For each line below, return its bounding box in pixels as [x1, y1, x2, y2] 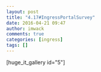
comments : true [6, 31, 44, 37]
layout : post [6, 8, 39, 15]
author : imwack [6, 25, 44, 32]
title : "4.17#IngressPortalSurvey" [6, 14, 96, 20]
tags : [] [6, 43, 28, 49]
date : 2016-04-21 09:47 [6, 20, 66, 26]
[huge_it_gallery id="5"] [6, 58, 65, 66]
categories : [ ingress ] [6, 37, 63, 43]
